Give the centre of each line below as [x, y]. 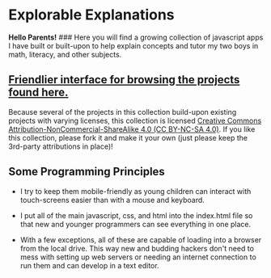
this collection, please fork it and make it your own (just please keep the [128, 137]
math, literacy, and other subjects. [65, 54]
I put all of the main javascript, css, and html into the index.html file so [136, 215]
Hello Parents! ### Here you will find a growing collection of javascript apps [136, 37]
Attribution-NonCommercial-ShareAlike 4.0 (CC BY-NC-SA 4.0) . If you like [132, 129]
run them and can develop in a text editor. [89, 265]
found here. [38, 93]
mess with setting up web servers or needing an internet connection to [138, 257]
